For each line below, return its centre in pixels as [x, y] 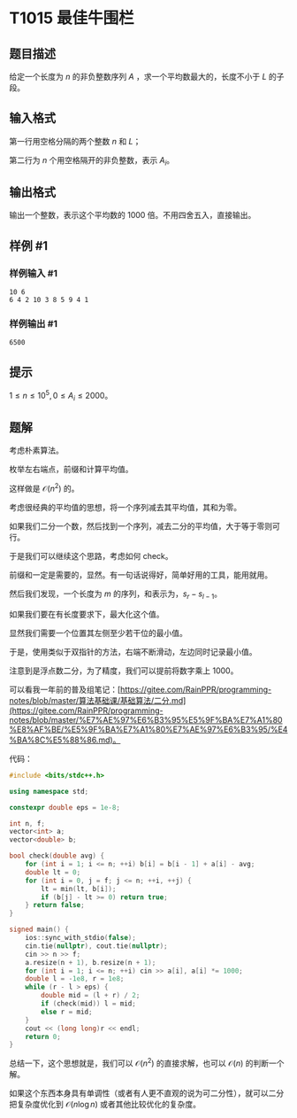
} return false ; [55, 905]
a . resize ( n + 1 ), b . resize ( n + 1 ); [91, 962]
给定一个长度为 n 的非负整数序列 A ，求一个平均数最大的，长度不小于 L [138, 77]
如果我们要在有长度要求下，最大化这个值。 [87, 614]
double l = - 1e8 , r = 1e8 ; [75, 979]
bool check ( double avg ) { [57, 856]
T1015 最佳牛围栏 [72, 18]
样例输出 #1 [33, 324]
